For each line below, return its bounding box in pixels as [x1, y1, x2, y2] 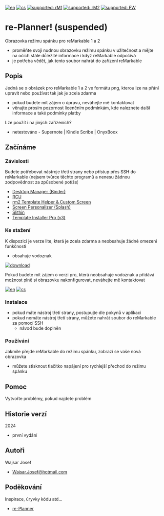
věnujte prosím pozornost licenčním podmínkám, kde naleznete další [12, 105, 150, 111]
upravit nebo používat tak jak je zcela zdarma [5, 90, 97, 96]
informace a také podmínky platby [12, 110, 81, 116]
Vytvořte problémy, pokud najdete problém [5, 396, 92, 402]
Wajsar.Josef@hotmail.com [12, 469, 67, 474]
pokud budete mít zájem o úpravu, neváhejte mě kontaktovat [12, 99, 134, 105]
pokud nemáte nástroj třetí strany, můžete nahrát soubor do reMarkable [12, 315, 156, 321]
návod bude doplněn [19, 325, 61, 331]
